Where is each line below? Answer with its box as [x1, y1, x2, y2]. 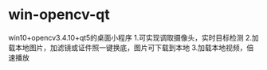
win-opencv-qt [8, 6, 110, 24]
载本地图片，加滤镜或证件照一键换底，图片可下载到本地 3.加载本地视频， [8, 42, 247, 52]
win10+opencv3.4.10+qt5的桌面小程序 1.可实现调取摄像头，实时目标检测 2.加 [8, 33, 259, 42]
